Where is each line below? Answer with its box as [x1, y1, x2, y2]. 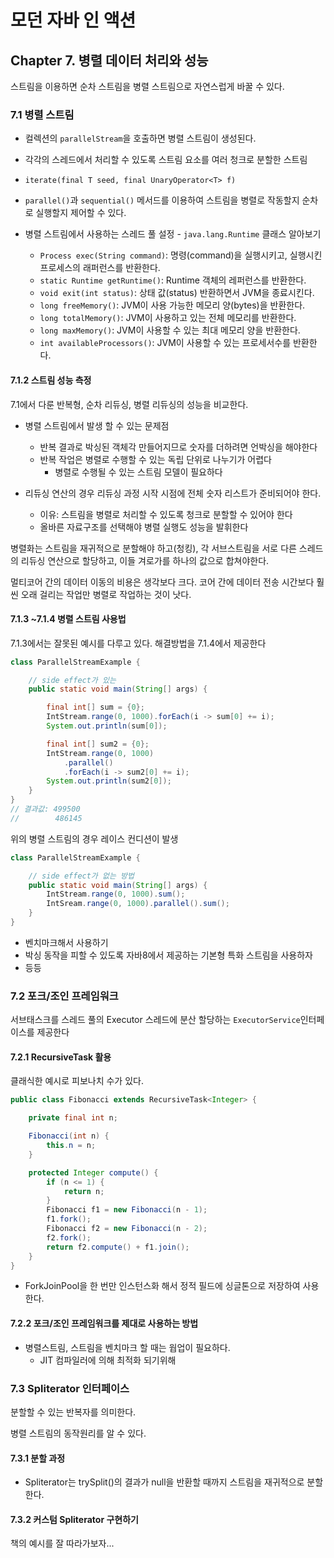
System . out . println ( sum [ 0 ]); [46, 721, 168, 731]
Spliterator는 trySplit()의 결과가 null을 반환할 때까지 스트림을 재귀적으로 [24, 1476, 305, 1488]
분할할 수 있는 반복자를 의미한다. [10, 1406, 137, 1418]
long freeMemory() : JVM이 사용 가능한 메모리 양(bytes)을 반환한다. [39, 299, 306, 311]
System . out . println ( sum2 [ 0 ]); [46, 776, 172, 786]
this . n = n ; [46, 1141, 97, 1151]
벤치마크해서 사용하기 [24, 936, 109, 948]
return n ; [63, 1186, 105, 1196]
